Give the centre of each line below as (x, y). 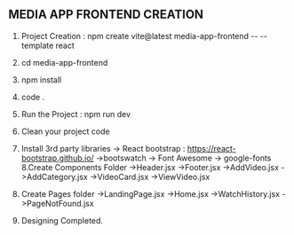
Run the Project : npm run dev (75, 114)
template (37, 45)
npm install (41, 80)
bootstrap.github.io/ (57, 158)
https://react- (211, 148)
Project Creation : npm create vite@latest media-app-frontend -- (139, 35)
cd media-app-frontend (64, 62)
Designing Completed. (62, 220)
